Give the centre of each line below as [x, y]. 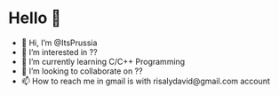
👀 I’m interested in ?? [60, 51]
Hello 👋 [35, 18]
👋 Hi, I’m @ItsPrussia [59, 43]
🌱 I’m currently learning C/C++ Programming [103, 61]
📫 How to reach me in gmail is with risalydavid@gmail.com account [145, 81]
